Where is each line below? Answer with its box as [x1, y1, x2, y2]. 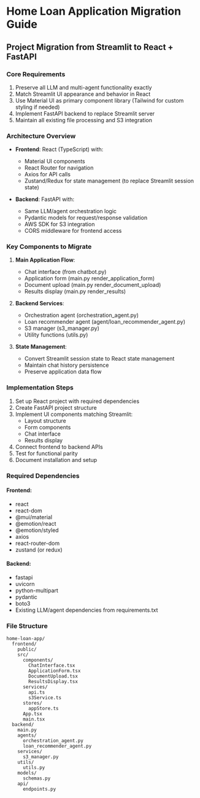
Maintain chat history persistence [24, 361, 109, 369]
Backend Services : [15, 300, 64, 307]
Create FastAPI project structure [15, 404, 97, 411]
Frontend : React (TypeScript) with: [15, 146, 104, 153]
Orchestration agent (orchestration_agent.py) [24, 311, 139, 319]
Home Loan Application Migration [6, 4, 182, 18]
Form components [24, 423, 71, 431]
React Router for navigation [24, 164, 94, 171]
